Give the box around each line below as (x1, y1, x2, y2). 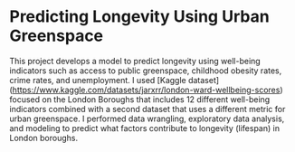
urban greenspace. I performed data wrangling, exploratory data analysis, (9, 113, 285, 124)
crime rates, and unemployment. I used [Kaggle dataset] (9, 74, 220, 85)
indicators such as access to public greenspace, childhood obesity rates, (9, 65, 282, 76)
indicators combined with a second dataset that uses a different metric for (9, 103, 286, 114)
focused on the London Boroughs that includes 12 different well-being (9, 93, 271, 105)
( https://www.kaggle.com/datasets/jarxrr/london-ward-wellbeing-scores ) (9, 84, 283, 95)
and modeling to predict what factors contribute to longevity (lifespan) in (9, 122, 281, 133)
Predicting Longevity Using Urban (9, 6, 270, 27)
